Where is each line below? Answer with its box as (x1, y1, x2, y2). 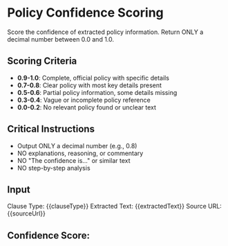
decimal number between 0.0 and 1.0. (7, 35, 115, 43)
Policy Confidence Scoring (7, 5, 164, 21)
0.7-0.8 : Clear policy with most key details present (17, 81, 162, 89)
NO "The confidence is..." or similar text (17, 156, 131, 164)
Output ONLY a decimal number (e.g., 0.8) (17, 141, 137, 150)
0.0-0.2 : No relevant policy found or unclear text (17, 103, 157, 112)
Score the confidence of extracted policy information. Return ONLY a (7, 28, 204, 36)
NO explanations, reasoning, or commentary (17, 149, 144, 157)
